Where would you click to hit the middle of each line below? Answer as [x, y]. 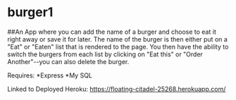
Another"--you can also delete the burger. [68, 61]
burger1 [30, 12]
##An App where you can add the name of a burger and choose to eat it [112, 32]
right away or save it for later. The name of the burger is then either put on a [117, 39]
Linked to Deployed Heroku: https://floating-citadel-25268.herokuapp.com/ [117, 89]
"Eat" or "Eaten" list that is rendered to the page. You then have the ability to [118, 46]
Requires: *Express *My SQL [50, 75]
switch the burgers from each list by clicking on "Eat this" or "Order [105, 54]
